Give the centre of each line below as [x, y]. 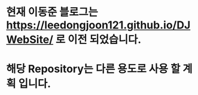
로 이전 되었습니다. [99, 40]
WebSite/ [30, 40]
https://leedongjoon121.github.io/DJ [98, 25]
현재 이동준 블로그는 [52, 12]
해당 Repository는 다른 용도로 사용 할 [93, 69]
